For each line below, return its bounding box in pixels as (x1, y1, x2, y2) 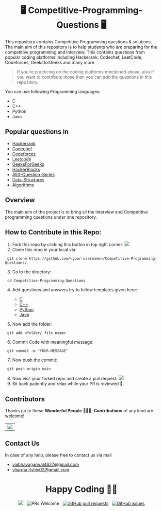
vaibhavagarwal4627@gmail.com (12, 461, 79, 467)
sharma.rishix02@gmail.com (12, 467, 69, 473)
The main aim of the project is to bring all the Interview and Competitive (5, 209, 148, 215)
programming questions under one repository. (5, 214, 97, 220)
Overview (5, 196, 35, 204)
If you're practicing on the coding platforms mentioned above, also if (16, 69, 154, 74)
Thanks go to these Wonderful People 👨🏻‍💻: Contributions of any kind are (5, 408, 154, 414)
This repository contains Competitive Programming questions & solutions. (5, 38, 152, 45)
